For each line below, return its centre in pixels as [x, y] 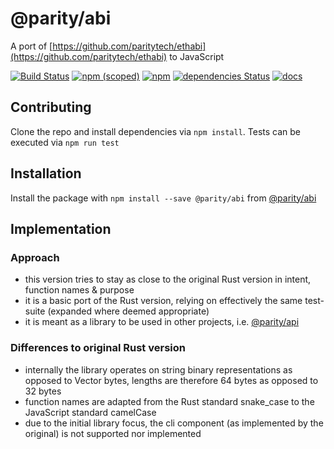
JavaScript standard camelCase [90, 412]
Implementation [61, 228]
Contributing [51, 107]
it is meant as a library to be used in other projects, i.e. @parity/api [162, 322]
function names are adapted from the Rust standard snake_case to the [169, 401]
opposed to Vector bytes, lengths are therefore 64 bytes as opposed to [171, 380]
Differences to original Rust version [98, 348]
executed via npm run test [65, 142]
